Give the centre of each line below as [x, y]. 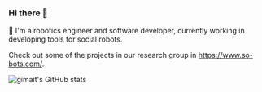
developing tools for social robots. [65, 39]
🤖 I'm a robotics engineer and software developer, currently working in [127, 31]
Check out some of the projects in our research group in [103, 55]
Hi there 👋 [28, 13]
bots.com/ [25, 64]
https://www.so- [226, 55]
